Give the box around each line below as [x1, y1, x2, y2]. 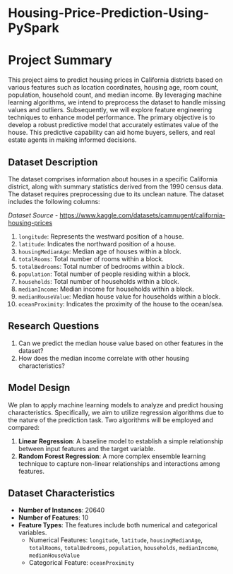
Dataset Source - [8, 210, 59, 220]
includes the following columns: [8, 197, 101, 205]
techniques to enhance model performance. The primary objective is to [8, 113, 215, 121]
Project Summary [8, 52, 112, 68]
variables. [18, 528, 47, 537]
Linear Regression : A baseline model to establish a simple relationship [18, 436, 224, 446]
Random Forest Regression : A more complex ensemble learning [18, 452, 206, 460]
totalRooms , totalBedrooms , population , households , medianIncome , [28, 544, 220, 552]
